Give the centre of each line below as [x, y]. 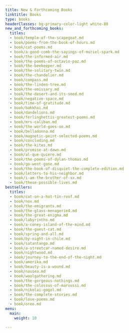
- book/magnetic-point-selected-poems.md [53, 136]
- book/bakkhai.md [29, 108]
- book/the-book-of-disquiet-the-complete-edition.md [67, 169]
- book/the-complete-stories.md [43, 295]
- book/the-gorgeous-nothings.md [44, 281]
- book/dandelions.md [32, 113]
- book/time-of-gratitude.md [40, 103]
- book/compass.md [29, 80]
